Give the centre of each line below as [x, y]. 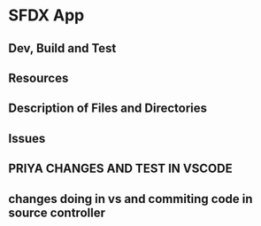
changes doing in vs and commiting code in [130, 199]
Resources [38, 78]
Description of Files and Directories [108, 109]
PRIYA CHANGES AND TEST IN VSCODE [120, 169]
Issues [27, 138]
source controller [57, 212]
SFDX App [46, 16]
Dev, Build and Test [62, 48]
